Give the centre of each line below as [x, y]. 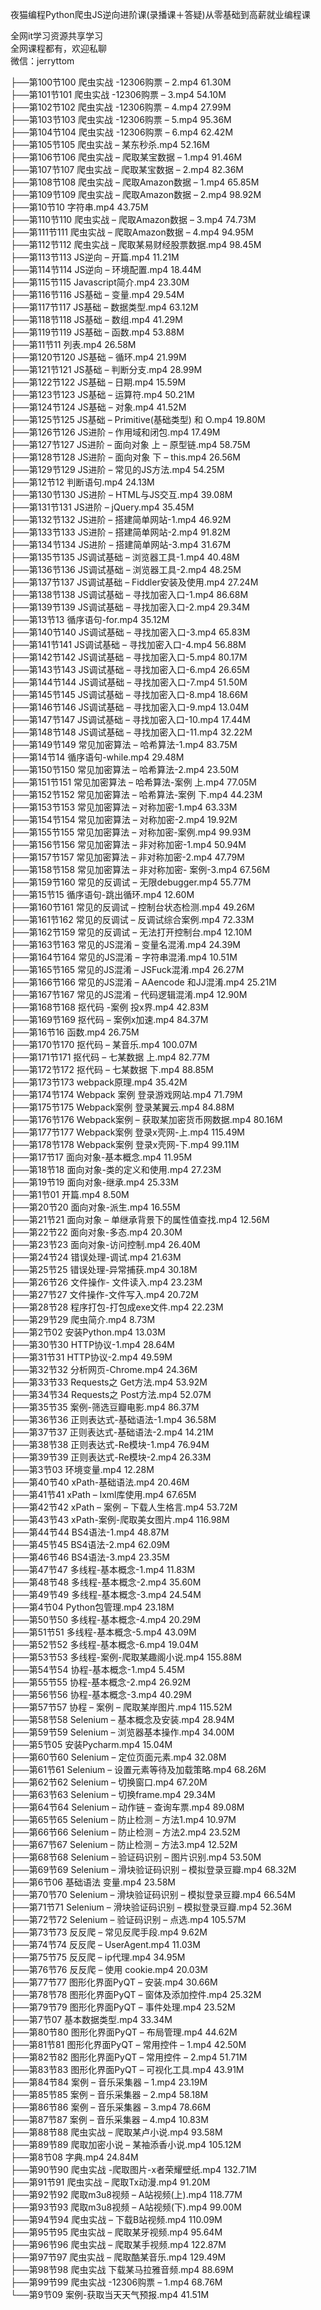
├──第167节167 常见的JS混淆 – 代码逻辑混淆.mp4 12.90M [129, 994]
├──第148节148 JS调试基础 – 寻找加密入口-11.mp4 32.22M [131, 732]
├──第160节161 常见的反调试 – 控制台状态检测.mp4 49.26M [132, 907]
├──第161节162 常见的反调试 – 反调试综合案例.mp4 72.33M [132, 919]
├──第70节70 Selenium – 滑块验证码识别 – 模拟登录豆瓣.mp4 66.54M [153, 1894]
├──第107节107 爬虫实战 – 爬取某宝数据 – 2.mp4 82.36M [127, 169]
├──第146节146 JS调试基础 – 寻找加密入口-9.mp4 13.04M [130, 707]
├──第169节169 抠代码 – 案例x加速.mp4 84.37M [109, 1019]
